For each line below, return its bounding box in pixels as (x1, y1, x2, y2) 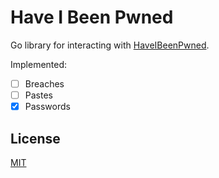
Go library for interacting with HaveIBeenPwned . (10, 39, 210, 51)
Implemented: (10, 58, 68, 70)
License (10, 130, 61, 147)
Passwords (24, 101, 71, 113)
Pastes (24, 89, 53, 101)
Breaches (24, 77, 65, 90)
